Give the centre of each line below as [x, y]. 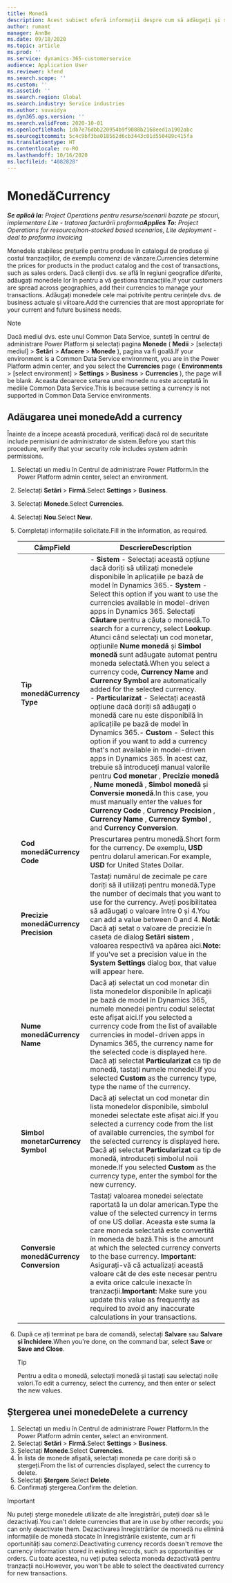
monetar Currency [51, 1141]
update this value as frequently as [145, 1300]
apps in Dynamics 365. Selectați [142, 611]
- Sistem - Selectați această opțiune [150, 559]
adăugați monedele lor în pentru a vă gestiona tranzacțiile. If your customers [115, 280]
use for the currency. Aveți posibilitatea [153, 902]
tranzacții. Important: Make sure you [148, 1291]
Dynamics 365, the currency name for [152, 1043]
